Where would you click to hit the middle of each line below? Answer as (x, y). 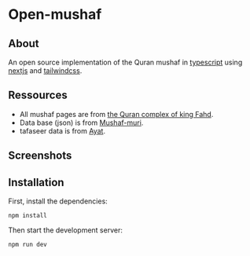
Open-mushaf (55, 15)
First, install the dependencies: (58, 201)
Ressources (38, 95)
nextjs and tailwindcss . (45, 71)
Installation (36, 182)
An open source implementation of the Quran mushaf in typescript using (125, 62)
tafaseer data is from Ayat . (63, 130)
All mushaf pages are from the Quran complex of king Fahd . (116, 114)
